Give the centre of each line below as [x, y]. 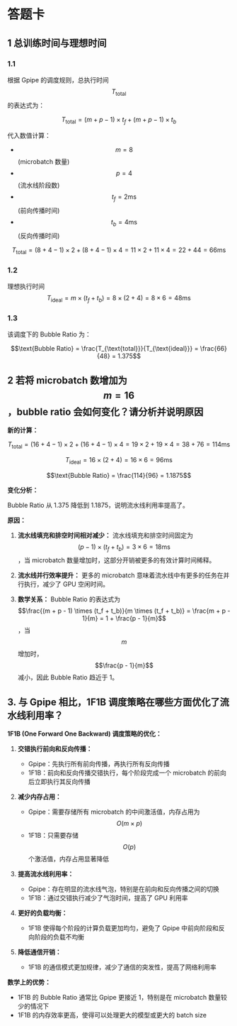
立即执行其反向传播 [62, 782]
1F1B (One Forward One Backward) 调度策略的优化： [85, 734]
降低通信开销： [39, 952]
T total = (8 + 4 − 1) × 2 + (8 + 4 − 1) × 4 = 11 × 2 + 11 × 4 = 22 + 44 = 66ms [119, 251]
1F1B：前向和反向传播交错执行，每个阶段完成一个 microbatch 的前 [124, 773]
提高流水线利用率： [46, 874]
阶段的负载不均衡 [59, 937]
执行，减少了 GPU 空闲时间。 [67, 584]
